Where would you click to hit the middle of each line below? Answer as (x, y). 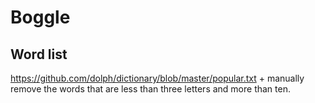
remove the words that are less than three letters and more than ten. (150, 89)
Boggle (40, 17)
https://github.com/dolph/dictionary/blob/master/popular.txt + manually (157, 78)
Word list (39, 54)
